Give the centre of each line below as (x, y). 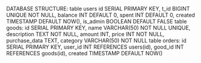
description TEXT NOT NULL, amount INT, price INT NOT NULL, (85, 34)
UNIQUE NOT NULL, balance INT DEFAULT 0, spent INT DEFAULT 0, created (101, 15)
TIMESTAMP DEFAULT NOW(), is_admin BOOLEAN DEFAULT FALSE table (97, 21)
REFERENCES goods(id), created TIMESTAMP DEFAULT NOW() (85, 53)
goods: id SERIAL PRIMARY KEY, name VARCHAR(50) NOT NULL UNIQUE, (98, 28)
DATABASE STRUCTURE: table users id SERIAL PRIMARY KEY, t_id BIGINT (98, 9)
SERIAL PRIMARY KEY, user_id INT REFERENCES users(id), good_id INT (95, 47)
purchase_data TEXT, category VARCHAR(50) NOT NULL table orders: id (96, 40)
